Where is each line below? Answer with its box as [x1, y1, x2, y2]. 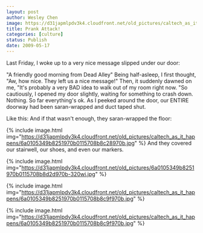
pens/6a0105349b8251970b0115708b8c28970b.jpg [6, 139, 135, 146]
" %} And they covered [134, 139, 192, 146]
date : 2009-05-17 [6, 43, 50, 49]
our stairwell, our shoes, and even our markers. [6, 146, 124, 153]
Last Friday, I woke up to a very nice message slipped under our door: [6, 59, 180, 67]
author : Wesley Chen [6, 15, 59, 21]
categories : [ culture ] [6, 31, 63, 38]
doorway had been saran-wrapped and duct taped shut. [6, 103, 146, 110]
